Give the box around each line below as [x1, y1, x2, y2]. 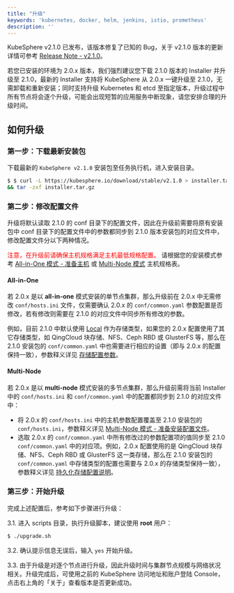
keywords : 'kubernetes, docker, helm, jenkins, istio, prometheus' [7, 17, 208, 24]
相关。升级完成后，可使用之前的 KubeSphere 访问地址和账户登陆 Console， [7, 569, 224, 578]
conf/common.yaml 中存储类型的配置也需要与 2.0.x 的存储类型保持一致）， [17, 459, 224, 467]
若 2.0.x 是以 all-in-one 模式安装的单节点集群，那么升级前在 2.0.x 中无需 [7, 292, 216, 301]
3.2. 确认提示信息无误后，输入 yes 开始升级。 [7, 546, 137, 554]
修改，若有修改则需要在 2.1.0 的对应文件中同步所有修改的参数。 [7, 310, 189, 318]
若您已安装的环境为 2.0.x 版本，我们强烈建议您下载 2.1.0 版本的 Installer [7, 67, 212, 75]
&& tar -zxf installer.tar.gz [7, 184, 95, 191]
